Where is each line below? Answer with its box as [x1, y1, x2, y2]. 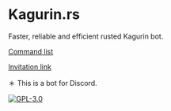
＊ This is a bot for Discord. [8, 78, 97, 87]
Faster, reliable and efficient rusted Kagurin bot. [8, 31, 164, 41]
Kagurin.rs [8, 6, 81, 24]
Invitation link [8, 61, 51, 72]
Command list [8, 46, 54, 56]
